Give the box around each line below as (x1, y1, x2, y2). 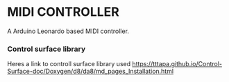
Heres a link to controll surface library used (7, 60, 130, 68)
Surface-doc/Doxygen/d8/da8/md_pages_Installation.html (7, 67, 174, 76)
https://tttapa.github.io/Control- (131, 60, 223, 68)
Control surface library (7, 44, 86, 54)
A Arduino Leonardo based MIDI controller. (7, 27, 130, 35)
